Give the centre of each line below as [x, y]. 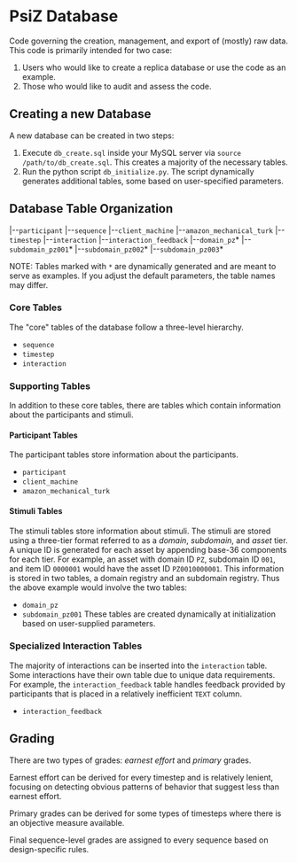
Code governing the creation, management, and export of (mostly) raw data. [148, 41]
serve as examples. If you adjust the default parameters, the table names [142, 276]
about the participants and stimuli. [71, 415]
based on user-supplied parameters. [89, 623]
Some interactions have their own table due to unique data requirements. [142, 674]
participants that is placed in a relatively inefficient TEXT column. [125, 694]
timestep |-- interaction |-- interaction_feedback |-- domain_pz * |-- [130, 239]
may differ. [29, 284]
